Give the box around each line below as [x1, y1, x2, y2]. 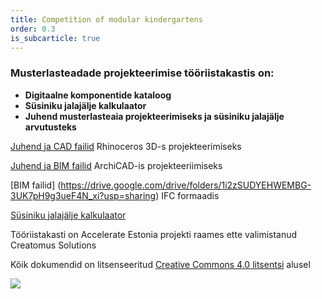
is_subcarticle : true [10, 33, 101, 43]
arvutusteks [24, 121, 77, 133]
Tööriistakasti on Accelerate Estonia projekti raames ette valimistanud [10, 228, 298, 240]
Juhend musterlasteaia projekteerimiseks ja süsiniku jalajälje [24, 110, 285, 122]
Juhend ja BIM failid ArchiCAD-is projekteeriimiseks [10, 159, 223, 171]
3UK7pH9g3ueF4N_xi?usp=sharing [10, 189, 157, 201]
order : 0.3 [10, 24, 56, 34]
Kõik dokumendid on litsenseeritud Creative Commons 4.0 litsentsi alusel [10, 258, 311, 270]
